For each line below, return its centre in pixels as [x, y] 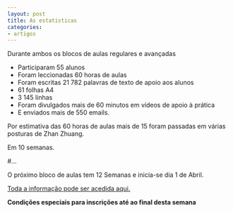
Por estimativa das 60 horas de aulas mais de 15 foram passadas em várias [116, 126]
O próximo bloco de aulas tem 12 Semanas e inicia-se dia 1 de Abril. [106, 175]
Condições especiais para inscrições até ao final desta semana [102, 202]
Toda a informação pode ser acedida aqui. [69, 189]
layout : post [26, 14]
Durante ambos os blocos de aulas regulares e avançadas [92, 54]
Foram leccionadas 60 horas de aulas [72, 75]
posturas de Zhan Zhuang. [46, 134]
